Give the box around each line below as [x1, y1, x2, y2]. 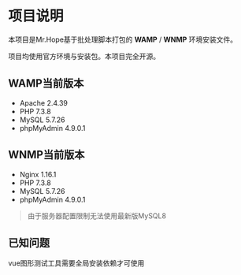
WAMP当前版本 [8, 76, 84, 91]
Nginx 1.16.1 [19, 169, 57, 179]
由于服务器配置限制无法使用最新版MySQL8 [27, 210, 167, 221]
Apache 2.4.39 [19, 98, 69, 107]
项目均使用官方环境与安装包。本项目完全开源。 [8, 51, 160, 61]
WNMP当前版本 [8, 148, 85, 162]
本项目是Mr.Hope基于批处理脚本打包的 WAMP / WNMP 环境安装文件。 [8, 35, 238, 44]
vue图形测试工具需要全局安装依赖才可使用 [8, 258, 145, 268]
